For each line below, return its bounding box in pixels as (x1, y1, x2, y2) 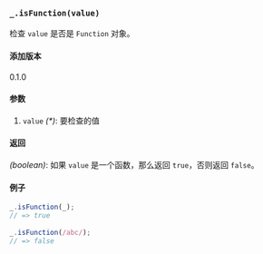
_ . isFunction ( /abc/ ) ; (9, 228, 92, 237)
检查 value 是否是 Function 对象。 (9, 28, 135, 39)
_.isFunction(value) (9, 7, 101, 18)
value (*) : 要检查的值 (22, 115, 100, 126)
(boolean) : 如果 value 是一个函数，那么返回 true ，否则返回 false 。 (9, 159, 259, 170)
